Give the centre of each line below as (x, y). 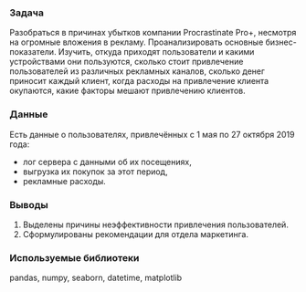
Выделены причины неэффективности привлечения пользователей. (156, 224)
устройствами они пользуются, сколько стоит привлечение (127, 62)
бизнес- (281, 42)
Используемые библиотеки (74, 257)
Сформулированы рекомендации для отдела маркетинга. (136, 234)
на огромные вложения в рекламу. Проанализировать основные (137, 42)
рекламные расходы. (64, 181)
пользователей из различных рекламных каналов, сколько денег (137, 71)
